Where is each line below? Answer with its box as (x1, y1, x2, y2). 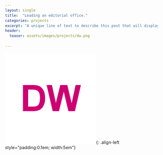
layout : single (5, 8, 36, 13)
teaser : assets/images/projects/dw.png (9, 34, 90, 38)
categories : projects (5, 18, 49, 23)
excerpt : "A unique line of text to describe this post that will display (5, 23, 160, 28)
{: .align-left (96, 139, 120, 145)
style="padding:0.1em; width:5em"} (5, 144, 76, 150)
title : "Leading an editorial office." (5, 13, 88, 18)
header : (5, 28, 21, 34)
